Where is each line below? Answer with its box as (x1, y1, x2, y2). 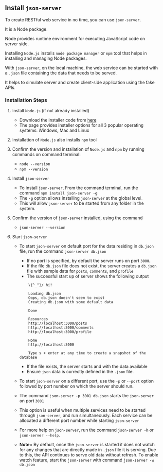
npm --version (19, 167, 48, 172)
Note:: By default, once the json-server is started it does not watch (19, 442, 155, 448)
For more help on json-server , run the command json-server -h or (19, 427, 154, 433)
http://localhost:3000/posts (28, 321, 88, 326)
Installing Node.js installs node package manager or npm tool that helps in (5, 50, 147, 56)
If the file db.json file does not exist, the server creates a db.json (26, 263, 157, 269)
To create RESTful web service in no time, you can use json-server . (5, 17, 141, 22)
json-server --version (19, 226, 66, 230)
